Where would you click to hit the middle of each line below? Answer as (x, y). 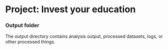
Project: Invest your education (71, 9)
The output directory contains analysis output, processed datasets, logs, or (84, 36)
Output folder (22, 26)
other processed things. (30, 42)
